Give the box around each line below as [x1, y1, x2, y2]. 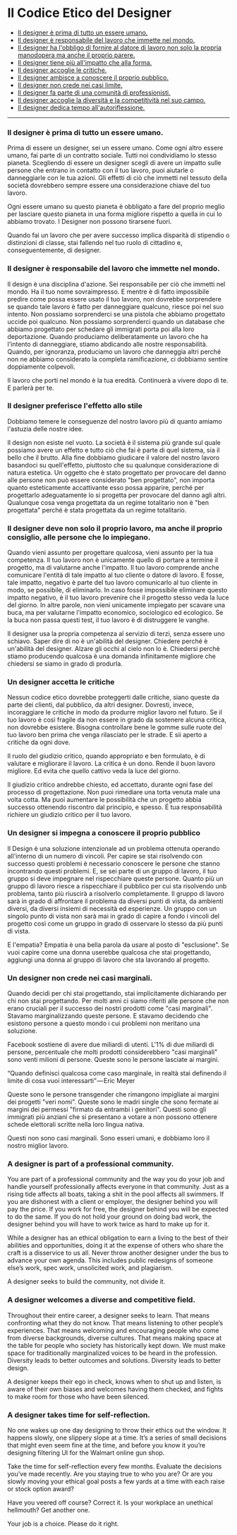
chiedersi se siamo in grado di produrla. [7, 659, 123, 668]
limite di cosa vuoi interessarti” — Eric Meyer [7, 1077, 135, 1085]
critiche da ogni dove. [7, 738, 71, 746]
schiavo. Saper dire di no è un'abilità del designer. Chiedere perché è [7, 637, 208, 645]
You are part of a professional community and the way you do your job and [7, 1175, 225, 1183]
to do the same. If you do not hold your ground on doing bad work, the [7, 1212, 212, 1221]
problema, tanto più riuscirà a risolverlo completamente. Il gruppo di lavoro [7, 889, 224, 897]
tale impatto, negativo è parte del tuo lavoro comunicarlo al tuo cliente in [7, 578, 218, 587]
